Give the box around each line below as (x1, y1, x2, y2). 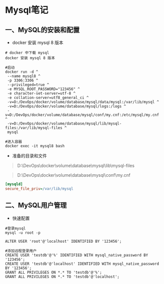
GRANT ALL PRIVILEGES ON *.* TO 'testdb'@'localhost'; (5, 274, 120, 279)
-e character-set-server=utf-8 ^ (7, 91, 76, 96)
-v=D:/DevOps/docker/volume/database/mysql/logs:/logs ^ (7, 104, 126, 109)
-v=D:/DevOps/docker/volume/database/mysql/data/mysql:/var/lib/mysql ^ (7, 99, 160, 104)
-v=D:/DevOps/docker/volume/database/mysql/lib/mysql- (7, 121, 122, 126)
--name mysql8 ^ (7, 74, 41, 79)
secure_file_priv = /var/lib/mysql (5, 186, 74, 191)
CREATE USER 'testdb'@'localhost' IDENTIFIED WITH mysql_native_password (5, 261, 160, 266)
